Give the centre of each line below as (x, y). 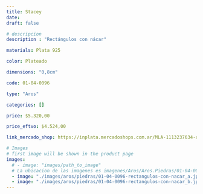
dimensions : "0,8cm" (32, 72)
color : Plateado (27, 61)
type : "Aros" (23, 94)
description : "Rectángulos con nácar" (56, 40)
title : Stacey (24, 12)
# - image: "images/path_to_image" (56, 165)
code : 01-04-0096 (28, 83)
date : (13, 17)
